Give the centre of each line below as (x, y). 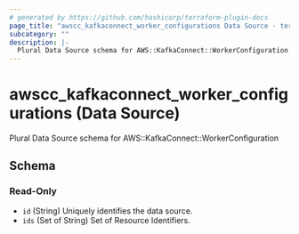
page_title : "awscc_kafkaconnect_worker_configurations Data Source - (143, 26)
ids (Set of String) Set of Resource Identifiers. (106, 220)
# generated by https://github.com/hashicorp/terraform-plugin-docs (139, 17)
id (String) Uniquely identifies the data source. (107, 211)
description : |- (39, 42)
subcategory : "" (39, 34)
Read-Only (33, 191)
